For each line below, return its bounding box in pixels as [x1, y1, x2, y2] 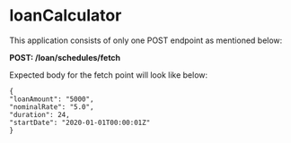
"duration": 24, [9, 110, 70, 119]
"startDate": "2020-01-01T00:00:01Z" [9, 118, 151, 127]
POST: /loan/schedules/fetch [9, 52, 121, 63]
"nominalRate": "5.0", [9, 102, 94, 112]
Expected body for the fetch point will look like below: [9, 69, 208, 80]
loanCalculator [9, 5, 122, 26]
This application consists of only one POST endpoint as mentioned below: [9, 35, 283, 46]
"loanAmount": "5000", [9, 95, 94, 104]
